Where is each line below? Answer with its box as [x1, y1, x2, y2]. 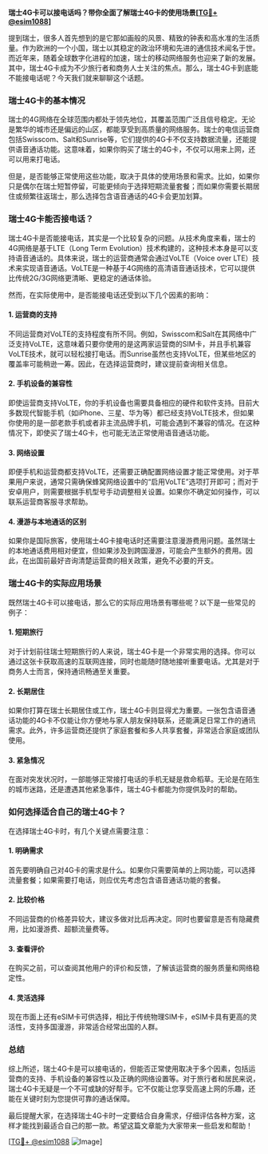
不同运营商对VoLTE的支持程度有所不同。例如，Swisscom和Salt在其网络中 [8, 329, 250, 339]
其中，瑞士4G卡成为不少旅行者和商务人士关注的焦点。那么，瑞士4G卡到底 [8, 63, 251, 73]
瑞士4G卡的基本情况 [8, 95, 86, 106]
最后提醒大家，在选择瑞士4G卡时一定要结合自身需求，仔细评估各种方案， [8, 1110, 249, 1120]
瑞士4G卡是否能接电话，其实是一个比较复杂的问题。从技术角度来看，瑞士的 [8, 233, 256, 243]
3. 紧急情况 [8, 755, 45, 765]
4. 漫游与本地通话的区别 [8, 517, 87, 526]
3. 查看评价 [8, 944, 45, 954]
